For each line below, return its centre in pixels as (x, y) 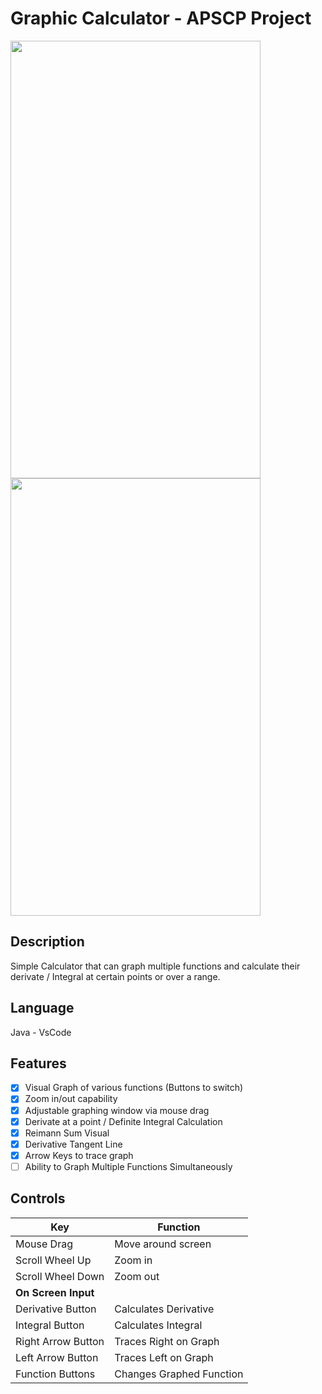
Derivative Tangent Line (73, 1144)
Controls (38, 1198)
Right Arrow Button (60, 1341)
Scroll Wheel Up (53, 1260)
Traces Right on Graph (167, 1341)
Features (38, 1063)
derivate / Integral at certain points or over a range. (115, 976)
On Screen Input (55, 1292)
